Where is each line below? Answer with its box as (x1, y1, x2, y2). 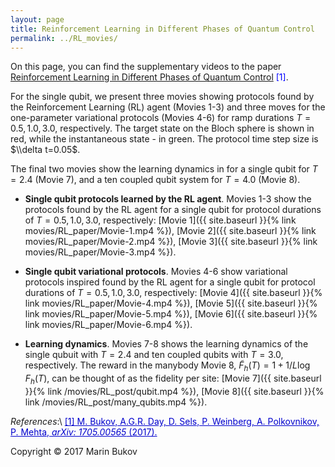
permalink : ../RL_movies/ (10, 33, 118, 43)
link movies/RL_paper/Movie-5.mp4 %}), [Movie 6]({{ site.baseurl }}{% (24, 308, 318, 320)
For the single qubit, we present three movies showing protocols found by (10, 91, 315, 103)
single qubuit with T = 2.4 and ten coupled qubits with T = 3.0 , (24, 349, 284, 361)
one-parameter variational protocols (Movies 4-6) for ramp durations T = (10, 112, 312, 124)
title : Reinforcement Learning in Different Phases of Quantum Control (10, 24, 315, 34)
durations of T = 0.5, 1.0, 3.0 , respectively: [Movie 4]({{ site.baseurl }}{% (24, 287, 323, 299)
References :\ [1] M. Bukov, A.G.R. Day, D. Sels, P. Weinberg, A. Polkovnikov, (10, 415, 320, 427)
